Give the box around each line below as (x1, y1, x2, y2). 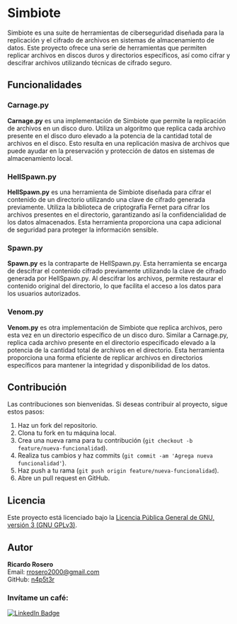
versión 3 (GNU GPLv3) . (7, 521, 78, 529)
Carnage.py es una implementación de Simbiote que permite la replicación (7, 116, 226, 125)
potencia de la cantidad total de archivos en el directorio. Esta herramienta (7, 346, 225, 354)
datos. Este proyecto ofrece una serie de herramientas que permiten (7, 43, 207, 52)
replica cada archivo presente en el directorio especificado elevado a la (7, 338, 216, 346)
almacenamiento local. (7, 154, 73, 162)
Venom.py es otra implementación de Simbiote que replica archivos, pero (7, 323, 223, 331)
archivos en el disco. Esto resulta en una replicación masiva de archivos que (7, 139, 230, 147)
